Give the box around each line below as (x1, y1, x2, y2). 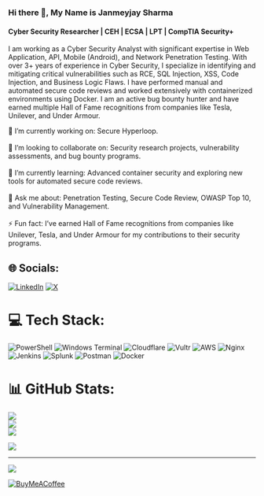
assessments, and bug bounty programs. (8, 151, 141, 161)
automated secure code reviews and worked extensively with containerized (8, 86, 253, 95)
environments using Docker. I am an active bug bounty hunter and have (8, 94, 240, 104)
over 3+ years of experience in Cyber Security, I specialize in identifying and (8, 61, 256, 70)
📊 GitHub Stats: (8, 380, 115, 398)
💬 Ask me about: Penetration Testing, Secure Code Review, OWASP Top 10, (8, 193, 251, 203)
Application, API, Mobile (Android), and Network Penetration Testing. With (8, 53, 247, 62)
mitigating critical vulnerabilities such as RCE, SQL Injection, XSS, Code (8, 69, 240, 79)
